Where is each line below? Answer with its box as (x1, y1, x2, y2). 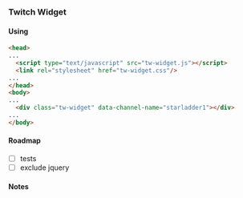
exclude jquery (19, 163, 70, 172)
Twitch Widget (8, 6, 67, 18)
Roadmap (8, 135, 42, 146)
